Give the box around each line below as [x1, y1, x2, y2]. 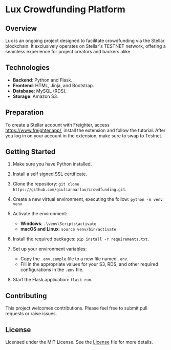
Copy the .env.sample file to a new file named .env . [20, 256, 129, 262]
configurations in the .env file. [20, 266, 84, 273]
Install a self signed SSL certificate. [12, 171, 88, 177]
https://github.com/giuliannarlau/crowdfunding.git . [12, 186, 127, 193]
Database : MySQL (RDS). [12, 88, 67, 94]
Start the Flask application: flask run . [12, 277, 93, 283]
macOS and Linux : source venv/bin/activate [20, 226, 117, 232]
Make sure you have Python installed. [12, 161, 92, 167]
